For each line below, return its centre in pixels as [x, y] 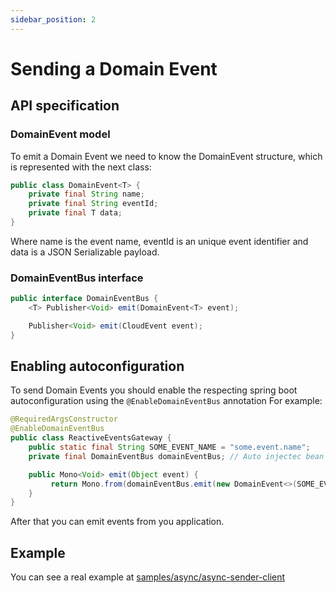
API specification [65, 106]
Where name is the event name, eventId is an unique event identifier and [159, 241]
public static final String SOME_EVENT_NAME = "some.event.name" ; [169, 447]
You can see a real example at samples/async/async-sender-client [148, 577]
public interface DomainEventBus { [84, 299]
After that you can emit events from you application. [117, 522]
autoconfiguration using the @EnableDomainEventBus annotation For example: [166, 401]
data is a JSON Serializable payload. [85, 252]
